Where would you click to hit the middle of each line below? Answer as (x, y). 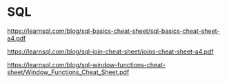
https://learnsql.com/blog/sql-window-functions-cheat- (86, 64)
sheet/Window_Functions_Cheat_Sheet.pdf (68, 72)
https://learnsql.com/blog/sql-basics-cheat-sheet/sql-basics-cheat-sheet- (113, 31)
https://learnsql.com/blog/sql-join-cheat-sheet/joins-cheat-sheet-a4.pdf (110, 51)
